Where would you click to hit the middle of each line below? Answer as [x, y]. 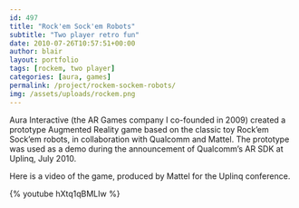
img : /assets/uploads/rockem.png [72, 94]
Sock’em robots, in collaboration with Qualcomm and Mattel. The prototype [149, 139]
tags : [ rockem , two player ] [63, 69]
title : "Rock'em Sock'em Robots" [72, 26]
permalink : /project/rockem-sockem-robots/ [93, 85]
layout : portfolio [44, 60]
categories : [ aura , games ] [60, 77]
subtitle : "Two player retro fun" [75, 35]
